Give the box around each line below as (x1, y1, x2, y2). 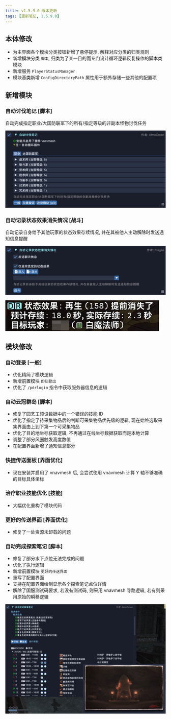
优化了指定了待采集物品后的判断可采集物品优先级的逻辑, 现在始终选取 (12, 417, 158, 423)
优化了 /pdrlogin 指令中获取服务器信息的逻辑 (12, 384, 108, 390)
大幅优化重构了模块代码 (12, 502, 62, 508)
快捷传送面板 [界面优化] (5, 457, 63, 464)
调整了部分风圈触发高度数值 (12, 437, 71, 443)
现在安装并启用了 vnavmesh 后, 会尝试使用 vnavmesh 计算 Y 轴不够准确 (12, 469, 163, 475)
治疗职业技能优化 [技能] (5, 490, 63, 497)
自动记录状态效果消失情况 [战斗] (5, 217, 84, 224)
